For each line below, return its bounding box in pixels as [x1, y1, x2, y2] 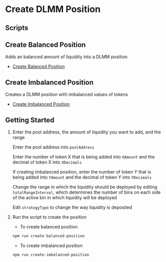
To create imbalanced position [20, 242, 83, 248]
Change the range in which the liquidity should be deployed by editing [12, 184, 157, 190]
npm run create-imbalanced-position [12, 252, 89, 257]
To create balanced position [20, 224, 78, 230]
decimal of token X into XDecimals [12, 159, 82, 165]
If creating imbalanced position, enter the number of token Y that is [12, 169, 151, 175]
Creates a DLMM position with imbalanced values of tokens [5, 91, 128, 97]
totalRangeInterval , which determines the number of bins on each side [12, 189, 161, 195]
